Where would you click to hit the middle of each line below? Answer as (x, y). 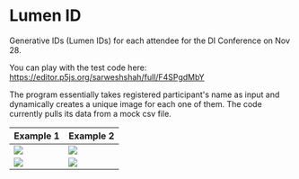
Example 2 (92, 136)
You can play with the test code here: (78, 67)
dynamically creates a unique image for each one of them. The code (136, 103)
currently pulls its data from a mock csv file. (91, 113)
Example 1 (37, 136)
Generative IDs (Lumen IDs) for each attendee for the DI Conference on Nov (149, 40)
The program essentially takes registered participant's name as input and (145, 94)
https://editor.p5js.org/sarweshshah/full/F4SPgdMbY (107, 76)
